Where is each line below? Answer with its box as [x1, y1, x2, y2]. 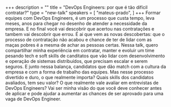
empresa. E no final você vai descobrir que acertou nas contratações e [5, 26, 155, 32]
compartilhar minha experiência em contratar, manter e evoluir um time [5, 48, 155, 53]
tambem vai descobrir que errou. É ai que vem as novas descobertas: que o [5, 31, 165, 37]
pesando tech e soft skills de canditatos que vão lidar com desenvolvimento [5, 53, 165, 59]
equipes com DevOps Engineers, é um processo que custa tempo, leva [5, 15, 155, 21]
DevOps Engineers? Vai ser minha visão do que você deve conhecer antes [5, 85, 162, 91]
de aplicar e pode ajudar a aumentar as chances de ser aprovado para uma [5, 91, 164, 96]
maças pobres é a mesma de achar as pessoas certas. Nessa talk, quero [5, 42, 158, 48]
